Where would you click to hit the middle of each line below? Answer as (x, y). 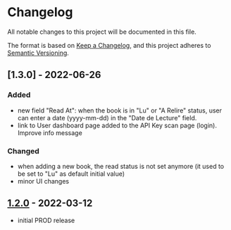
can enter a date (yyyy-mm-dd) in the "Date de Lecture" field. (107, 117)
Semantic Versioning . (38, 53)
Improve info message (50, 133)
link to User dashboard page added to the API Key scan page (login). (117, 125)
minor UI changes (43, 181)
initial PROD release (46, 220)
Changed (24, 151)
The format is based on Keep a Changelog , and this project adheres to (109, 45)
